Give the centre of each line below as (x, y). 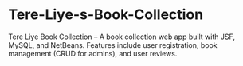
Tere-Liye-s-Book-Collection (106, 15)
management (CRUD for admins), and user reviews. (93, 53)
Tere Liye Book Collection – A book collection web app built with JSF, (121, 37)
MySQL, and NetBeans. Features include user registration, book (113, 45)
